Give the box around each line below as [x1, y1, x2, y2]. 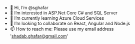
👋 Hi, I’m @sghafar [9, 5, 48, 10]
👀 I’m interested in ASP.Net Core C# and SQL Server [9, 10, 117, 16]
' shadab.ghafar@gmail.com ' [9, 33, 68, 39]
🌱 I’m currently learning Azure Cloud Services [9, 15, 104, 21]
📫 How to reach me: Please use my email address [9, 26, 114, 32]
